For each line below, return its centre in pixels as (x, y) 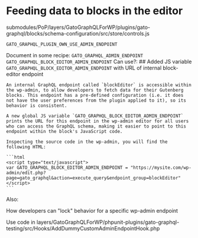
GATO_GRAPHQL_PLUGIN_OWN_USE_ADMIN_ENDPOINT (62, 44)
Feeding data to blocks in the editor (95, 11)
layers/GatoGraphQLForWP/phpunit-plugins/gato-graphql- (108, 222)
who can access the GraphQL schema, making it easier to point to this (96, 126)
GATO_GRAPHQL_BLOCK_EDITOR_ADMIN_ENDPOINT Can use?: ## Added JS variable (99, 61)
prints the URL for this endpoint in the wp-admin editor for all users (98, 121)
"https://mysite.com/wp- (161, 167)
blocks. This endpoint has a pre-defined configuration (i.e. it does (95, 95)
